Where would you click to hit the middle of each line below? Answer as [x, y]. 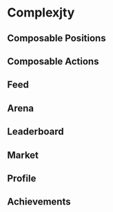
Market [23, 155]
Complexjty [41, 13]
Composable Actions [53, 61]
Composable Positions [56, 38]
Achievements [39, 202]
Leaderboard [35, 132]
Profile [22, 178]
